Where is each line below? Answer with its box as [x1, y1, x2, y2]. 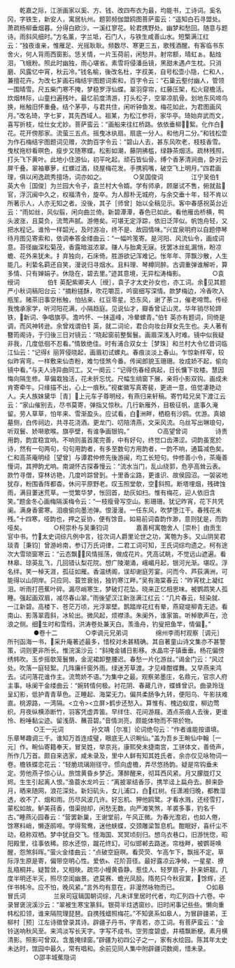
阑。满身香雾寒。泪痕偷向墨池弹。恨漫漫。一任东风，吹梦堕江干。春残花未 [7, 506, 222, 514]
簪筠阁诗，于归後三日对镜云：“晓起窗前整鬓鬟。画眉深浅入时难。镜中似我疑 [7, 330, 225, 339]
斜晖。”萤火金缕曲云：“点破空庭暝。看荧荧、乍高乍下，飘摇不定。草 [31, 848, 225, 856]
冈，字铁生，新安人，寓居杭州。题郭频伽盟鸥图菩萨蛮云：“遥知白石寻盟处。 [7, 15, 225, 23]
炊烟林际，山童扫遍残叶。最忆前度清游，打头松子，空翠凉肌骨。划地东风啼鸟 [7, 94, 228, 102]
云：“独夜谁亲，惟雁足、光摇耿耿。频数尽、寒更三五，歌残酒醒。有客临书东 [7, 41, 225, 49]
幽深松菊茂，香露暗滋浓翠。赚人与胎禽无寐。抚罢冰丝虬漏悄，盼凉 [31, 243, 222, 251]
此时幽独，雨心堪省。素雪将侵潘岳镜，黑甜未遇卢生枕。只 [50, 59, 215, 67]
